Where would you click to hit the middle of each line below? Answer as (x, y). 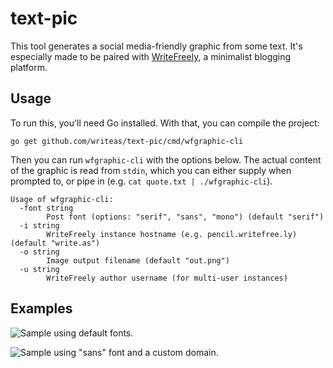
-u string (39, 269)
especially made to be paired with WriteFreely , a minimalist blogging (151, 56)
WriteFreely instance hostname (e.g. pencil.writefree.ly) (172, 234)
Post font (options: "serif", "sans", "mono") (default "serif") (185, 217)
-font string (46, 208)
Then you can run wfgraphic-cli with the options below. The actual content (166, 159)
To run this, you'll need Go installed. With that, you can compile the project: (165, 123)
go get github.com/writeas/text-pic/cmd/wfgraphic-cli (127, 141)
